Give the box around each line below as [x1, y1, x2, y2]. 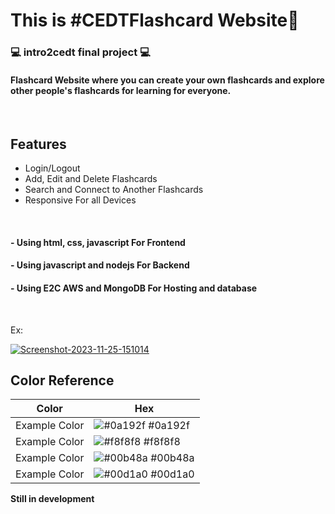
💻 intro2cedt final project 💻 [10, 45, 151, 59]
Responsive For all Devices [24, 194, 137, 206]
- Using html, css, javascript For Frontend [10, 236, 186, 248]
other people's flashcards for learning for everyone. [10, 84, 232, 96]
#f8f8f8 [143, 435, 181, 449]
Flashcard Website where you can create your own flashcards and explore [10, 74, 325, 86]
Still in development [10, 493, 95, 505]
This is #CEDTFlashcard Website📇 [10, 9, 300, 32]
